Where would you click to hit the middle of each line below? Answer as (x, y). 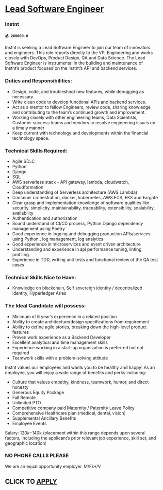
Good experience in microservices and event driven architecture (76, 244)
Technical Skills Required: (36, 151)
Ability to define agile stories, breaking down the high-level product (79, 327)
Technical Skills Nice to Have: (41, 277)
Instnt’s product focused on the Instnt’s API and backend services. (71, 68)
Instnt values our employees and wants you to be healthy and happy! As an (80, 367)
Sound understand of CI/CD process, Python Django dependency (77, 223)
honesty (20, 387)
